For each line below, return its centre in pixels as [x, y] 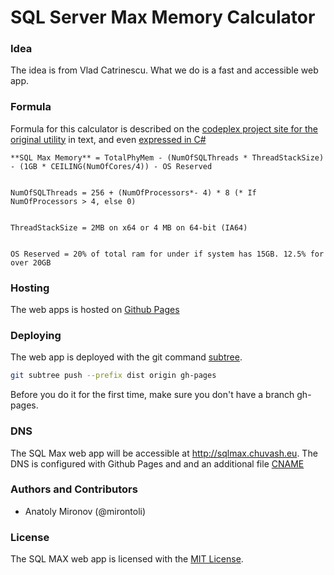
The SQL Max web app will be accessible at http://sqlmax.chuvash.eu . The [164, 453]
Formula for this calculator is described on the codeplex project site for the [164, 128]
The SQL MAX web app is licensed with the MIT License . [127, 559]
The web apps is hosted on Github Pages [95, 310]
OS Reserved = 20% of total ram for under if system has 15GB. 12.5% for [167, 254]
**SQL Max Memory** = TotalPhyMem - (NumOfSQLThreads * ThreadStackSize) [167, 157]
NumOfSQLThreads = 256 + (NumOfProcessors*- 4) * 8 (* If [133, 192]
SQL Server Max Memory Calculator [163, 17]
